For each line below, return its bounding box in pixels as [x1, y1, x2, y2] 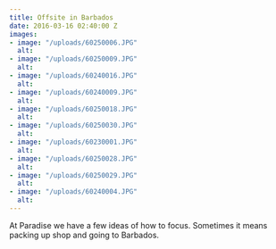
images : [9, 29, 38, 38]
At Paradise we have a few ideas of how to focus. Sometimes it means [9, 220, 268, 230]
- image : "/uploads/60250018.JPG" [9, 104, 138, 113]
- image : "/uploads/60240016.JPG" [9, 71, 138, 80]
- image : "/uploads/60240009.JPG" [9, 87, 138, 96]
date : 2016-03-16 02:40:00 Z [9, 21, 118, 30]
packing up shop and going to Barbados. [9, 229, 159, 240]
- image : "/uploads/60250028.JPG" [9, 154, 138, 163]
